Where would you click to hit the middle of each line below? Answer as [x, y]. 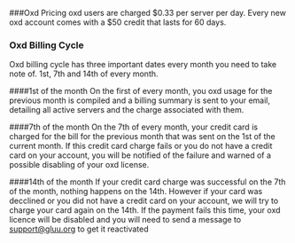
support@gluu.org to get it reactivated [79, 229]
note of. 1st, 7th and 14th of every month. [84, 74]
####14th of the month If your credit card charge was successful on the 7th [147, 182]
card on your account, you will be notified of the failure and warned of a [140, 155]
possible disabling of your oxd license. [79, 165]
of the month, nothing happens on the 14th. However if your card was [136, 192]
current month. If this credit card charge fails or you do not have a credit [141, 146]
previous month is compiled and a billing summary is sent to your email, [140, 100]
